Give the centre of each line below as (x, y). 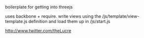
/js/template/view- (121, 16)
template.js (16, 21)
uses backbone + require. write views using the (53, 16)
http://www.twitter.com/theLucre (38, 31)
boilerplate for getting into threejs (39, 7)
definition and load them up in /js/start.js (70, 21)
